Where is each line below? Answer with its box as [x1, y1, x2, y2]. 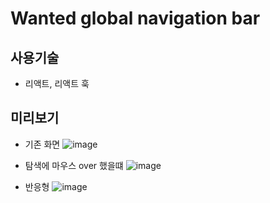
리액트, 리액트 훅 [24, 78, 90, 89]
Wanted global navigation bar [10, 7, 261, 30]
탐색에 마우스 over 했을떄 [24, 159, 124, 171]
